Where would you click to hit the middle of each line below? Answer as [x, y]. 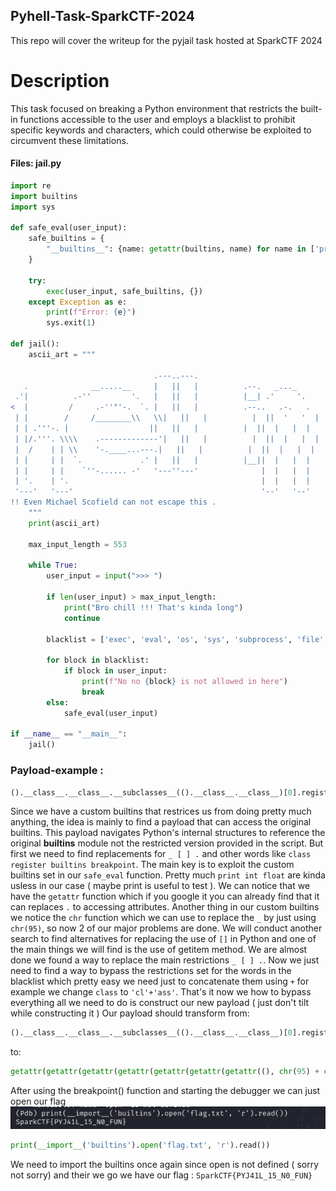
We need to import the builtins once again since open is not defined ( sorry [165, 1164]
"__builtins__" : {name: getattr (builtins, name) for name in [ [180, 249]
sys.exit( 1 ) [71, 323]
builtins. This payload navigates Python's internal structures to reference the [168, 833]
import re [31, 185]
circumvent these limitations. [69, 140]
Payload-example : [57, 771]
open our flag [38, 1101]
